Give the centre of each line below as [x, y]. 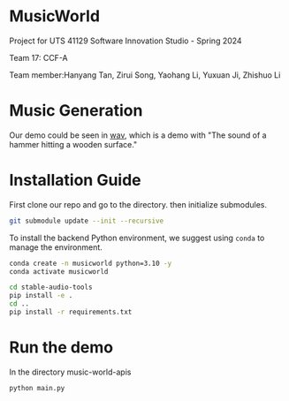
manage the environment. [56, 247]
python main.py [37, 388]
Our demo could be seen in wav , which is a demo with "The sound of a [138, 135]
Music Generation [76, 111]
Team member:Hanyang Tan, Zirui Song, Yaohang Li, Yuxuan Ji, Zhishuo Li [145, 75]
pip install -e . [41, 296]
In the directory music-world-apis [70, 372]
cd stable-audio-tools [51, 288]
